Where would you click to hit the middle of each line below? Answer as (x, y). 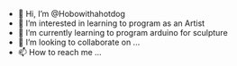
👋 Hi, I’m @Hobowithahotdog (72, 14)
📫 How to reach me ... (59, 52)
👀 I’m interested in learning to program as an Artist (111, 23)
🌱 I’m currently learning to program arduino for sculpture (123, 33)
